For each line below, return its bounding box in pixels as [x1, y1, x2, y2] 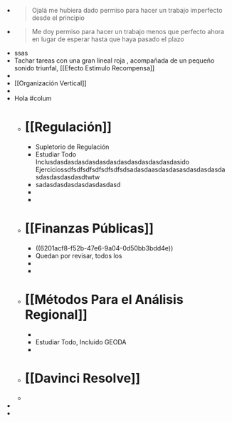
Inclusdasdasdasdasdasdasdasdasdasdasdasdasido [35, 157, 190, 166]
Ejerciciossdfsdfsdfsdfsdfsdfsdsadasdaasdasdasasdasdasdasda [35, 165, 226, 174]
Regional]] [24, 307, 88, 323]
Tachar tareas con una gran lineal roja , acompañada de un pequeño [14, 56, 215, 65]
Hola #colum [14, 94, 52, 102]
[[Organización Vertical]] [14, 79, 87, 88]
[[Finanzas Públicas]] [24, 221, 154, 237]
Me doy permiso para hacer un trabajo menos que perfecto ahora [31, 28, 225, 36]
